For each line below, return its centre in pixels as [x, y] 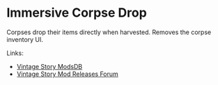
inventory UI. [25, 39]
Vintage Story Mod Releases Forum [68, 74]
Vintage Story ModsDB [49, 66]
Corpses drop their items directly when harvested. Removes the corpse [109, 32]
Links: [15, 53]
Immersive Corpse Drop [77, 13]
